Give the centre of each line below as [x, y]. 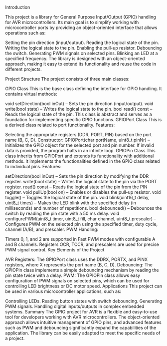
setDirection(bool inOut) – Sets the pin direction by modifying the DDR [77, 176]
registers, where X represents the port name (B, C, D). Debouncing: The [79, 265]
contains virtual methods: [31, 94]
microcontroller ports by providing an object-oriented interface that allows [81, 28]
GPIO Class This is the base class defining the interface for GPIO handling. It [83, 89]
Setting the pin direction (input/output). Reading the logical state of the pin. [82, 43]
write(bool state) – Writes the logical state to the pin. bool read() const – [79, 109]
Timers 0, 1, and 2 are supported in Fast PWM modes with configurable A [80, 239]
